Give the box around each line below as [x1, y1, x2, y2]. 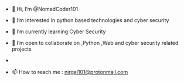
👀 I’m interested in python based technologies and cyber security [11, 17, 169, 23]
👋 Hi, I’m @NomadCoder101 [11, 6, 79, 12]
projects [11, 45, 32, 52]
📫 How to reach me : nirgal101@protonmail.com [11, 69, 128, 75]
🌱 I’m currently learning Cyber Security [11, 28, 106, 35]
